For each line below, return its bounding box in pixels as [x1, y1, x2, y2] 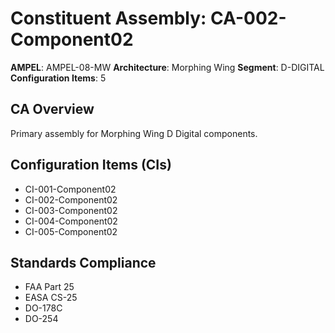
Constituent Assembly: [10, 7, 207, 30]
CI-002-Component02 [24, 193, 118, 206]
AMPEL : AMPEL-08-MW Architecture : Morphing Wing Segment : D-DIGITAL [10, 61, 325, 73]
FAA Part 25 [24, 281, 75, 293]
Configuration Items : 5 [10, 72, 107, 84]
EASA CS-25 [24, 292, 78, 304]
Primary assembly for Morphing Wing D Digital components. [10, 127, 258, 139]
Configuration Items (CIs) [10, 157, 172, 174]
